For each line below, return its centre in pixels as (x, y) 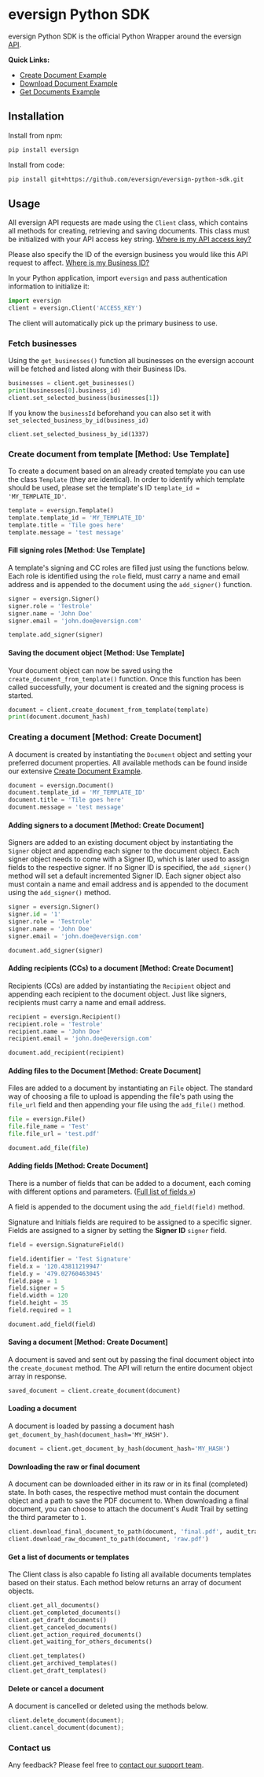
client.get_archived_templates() (63, 1664)
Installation (36, 117)
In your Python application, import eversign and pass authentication (118, 278)
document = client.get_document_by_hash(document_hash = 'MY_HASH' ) (119, 1449)
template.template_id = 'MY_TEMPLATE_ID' (77, 518)
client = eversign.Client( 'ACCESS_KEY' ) (75, 308)
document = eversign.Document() (61, 785)
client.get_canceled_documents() (63, 1627)
